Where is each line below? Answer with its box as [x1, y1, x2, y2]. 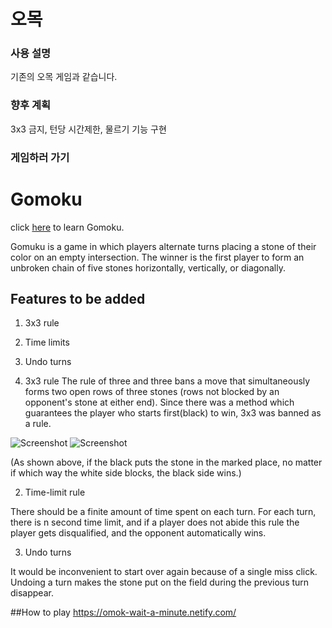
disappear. [10, 587, 54, 599]
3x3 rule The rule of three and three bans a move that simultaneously [24, 375, 311, 387]
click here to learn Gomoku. [10, 221, 125, 233]
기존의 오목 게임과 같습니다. [10, 71, 118, 83]
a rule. [24, 418, 52, 430]
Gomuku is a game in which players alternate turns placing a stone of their [10, 240, 317, 252]
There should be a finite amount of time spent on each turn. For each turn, [10, 506, 317, 518]
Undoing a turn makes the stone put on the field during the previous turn [10, 576, 310, 589]
